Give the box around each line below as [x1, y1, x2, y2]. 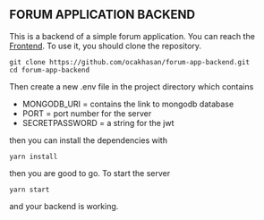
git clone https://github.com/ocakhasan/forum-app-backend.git [9, 57, 251, 66]
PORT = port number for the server [21, 107, 152, 119]
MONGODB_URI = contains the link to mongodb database [21, 98, 234, 109]
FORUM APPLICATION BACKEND [9, 7, 195, 22]
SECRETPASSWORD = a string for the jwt [21, 117, 175, 128]
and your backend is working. [9, 200, 119, 211]
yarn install [9, 152, 58, 161]
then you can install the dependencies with [9, 134, 168, 146]
